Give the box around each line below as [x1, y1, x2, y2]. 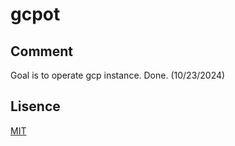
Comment [10, 43, 74, 60]
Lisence [10, 98, 61, 115]
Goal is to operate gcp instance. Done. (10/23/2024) [10, 69, 226, 81]
